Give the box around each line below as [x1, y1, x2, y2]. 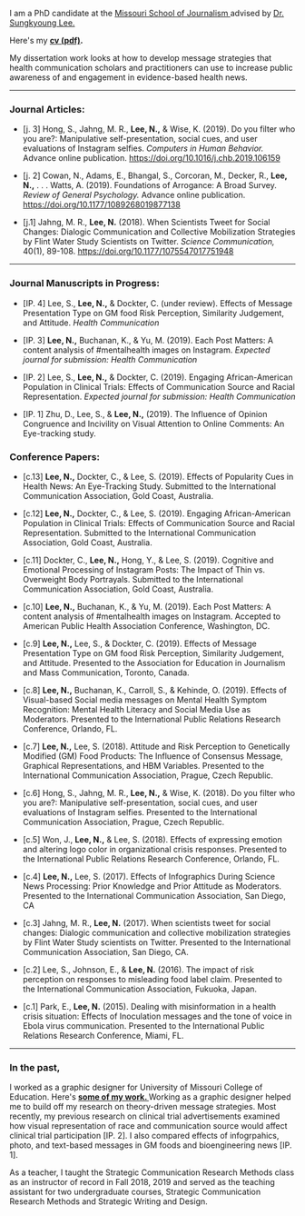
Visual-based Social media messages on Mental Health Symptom [22, 694, 268, 705]
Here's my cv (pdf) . [9, 35, 84, 45]
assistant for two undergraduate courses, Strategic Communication [9, 1186, 261, 1198]
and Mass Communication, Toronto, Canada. [22, 667, 190, 678]
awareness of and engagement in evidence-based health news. [9, 72, 248, 83]
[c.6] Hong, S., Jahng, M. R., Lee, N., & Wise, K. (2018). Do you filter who [22, 787, 296, 798]
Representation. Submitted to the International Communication [22, 527, 257, 538]
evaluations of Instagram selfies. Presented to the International [22, 806, 258, 817]
